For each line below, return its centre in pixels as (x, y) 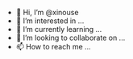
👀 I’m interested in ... (50, 21)
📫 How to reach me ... (53, 47)
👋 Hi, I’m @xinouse (47, 12)
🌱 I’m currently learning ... (59, 29)
